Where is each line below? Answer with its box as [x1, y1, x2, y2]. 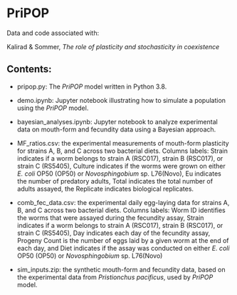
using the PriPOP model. [16, 104, 89, 112]
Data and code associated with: [6, 29, 100, 37]
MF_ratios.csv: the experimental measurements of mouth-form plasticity [16, 139, 229, 147]
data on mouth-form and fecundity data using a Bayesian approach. [16, 125, 216, 134]
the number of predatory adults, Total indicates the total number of [16, 176, 214, 185]
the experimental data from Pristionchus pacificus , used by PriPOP [16, 273, 214, 281]
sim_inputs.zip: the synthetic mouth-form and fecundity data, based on [16, 265, 226, 274]
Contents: [6, 63, 52, 76]
